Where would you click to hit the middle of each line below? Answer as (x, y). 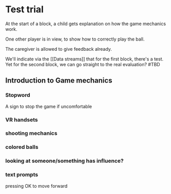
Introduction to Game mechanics (59, 81)
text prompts (22, 174)
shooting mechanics (31, 133)
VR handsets (22, 120)
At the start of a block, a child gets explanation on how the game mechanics (85, 24)
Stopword (18, 95)
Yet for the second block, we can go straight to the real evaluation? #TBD (83, 64)
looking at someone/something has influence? (65, 161)
